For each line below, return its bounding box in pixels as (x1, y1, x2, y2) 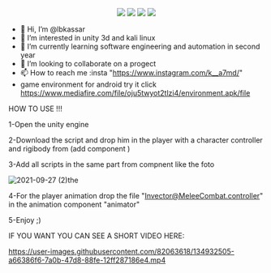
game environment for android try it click (19, 79, 157, 89)
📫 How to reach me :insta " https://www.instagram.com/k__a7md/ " (19, 68, 243, 77)
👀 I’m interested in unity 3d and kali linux (19, 33, 156, 42)
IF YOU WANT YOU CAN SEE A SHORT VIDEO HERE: (8, 231, 185, 241)
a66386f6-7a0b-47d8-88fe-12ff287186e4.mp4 (8, 255, 166, 265)
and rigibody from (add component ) (8, 144, 131, 153)
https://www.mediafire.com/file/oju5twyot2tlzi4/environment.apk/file (19, 88, 251, 97)
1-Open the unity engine (8, 120, 89, 129)
